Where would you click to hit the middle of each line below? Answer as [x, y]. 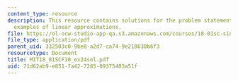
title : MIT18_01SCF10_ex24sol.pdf [58, 60]
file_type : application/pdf [49, 40]
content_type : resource [42, 14]
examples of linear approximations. [68, 27]
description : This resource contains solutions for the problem [104, 20]
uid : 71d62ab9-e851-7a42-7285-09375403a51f [73, 66]
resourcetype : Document [42, 54]
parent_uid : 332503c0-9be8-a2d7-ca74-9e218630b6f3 [84, 46]
